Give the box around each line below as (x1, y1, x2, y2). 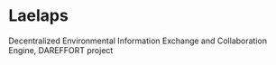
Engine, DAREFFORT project (8, 44, 114, 55)
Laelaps (8, 5, 69, 26)
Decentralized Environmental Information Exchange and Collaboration (8, 35, 268, 46)
